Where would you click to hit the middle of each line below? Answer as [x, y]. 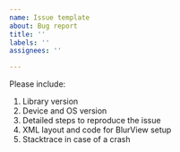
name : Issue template [50, 17]
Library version [50, 101]
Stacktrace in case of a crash [76, 139]
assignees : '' [36, 51]
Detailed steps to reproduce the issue [91, 121]
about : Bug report [43, 26]
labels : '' [30, 42]
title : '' [28, 34]
